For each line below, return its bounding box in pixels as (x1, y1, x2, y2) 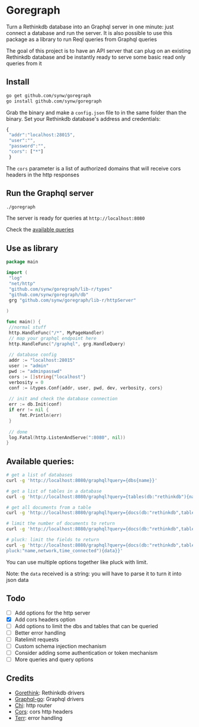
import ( (6, 270, 28, 276)
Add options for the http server (14, 609, 91, 616)
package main (6, 259, 38, 265)
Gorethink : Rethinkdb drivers (14, 689, 85, 696)
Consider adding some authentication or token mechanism (14, 649, 158, 656)
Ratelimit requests (14, 636, 59, 643)
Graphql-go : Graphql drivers (14, 695, 84, 702)
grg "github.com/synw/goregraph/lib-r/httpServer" (8, 297, 136, 303)
